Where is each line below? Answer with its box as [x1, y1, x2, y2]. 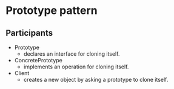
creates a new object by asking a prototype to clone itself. [23, 76, 169, 83]
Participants [5, 28, 53, 38]
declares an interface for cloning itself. [23, 50, 120, 58]
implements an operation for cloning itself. [23, 63, 129, 70]
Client [14, 70, 30, 76]
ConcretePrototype [14, 57, 63, 64]
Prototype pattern [5, 4, 98, 18]
